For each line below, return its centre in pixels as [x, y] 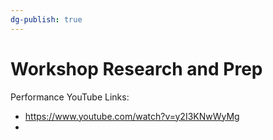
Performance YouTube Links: [70, 97]
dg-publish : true [46, 19]
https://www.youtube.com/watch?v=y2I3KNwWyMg [132, 116]
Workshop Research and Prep [136, 68]
